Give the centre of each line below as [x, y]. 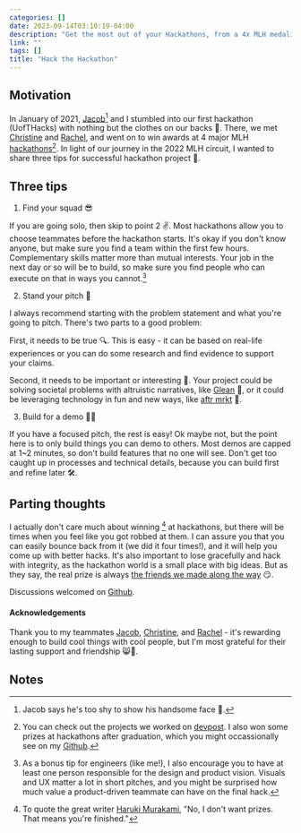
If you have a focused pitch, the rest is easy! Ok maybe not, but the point [143, 434]
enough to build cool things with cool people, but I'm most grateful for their [148, 642]
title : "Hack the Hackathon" [64, 59]
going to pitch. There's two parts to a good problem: [106, 322]
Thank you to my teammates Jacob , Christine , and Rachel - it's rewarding [145, 632]
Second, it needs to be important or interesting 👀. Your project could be [141, 380]
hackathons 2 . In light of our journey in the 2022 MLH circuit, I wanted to [142, 148]
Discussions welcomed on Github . [72, 592]
